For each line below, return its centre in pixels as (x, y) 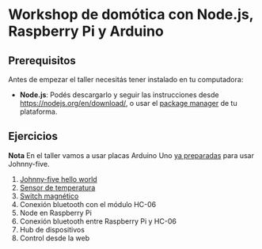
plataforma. (38, 111)
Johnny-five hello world (58, 179)
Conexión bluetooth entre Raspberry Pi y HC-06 (98, 221)
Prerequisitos (42, 60)
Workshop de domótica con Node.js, (131, 15)
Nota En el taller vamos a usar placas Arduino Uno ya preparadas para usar (131, 155)
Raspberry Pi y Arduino (86, 31)
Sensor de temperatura (57, 187)
